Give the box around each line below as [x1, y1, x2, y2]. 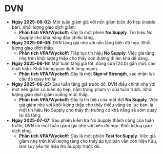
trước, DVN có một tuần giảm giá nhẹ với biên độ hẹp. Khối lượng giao [11, 122, 152, 128]
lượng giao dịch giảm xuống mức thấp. [11, 91, 89, 97]
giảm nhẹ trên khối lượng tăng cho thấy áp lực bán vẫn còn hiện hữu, [19, 138, 157, 144]
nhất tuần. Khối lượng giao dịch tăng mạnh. [11, 65, 99, 71]
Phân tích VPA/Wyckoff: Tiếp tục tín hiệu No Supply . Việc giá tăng [19, 50, 155, 56]
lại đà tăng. [19, 112, 41, 118]
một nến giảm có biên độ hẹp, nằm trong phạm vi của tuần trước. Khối [11, 86, 153, 92]
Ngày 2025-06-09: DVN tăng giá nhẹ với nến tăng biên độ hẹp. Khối [11, 39, 151, 45]
